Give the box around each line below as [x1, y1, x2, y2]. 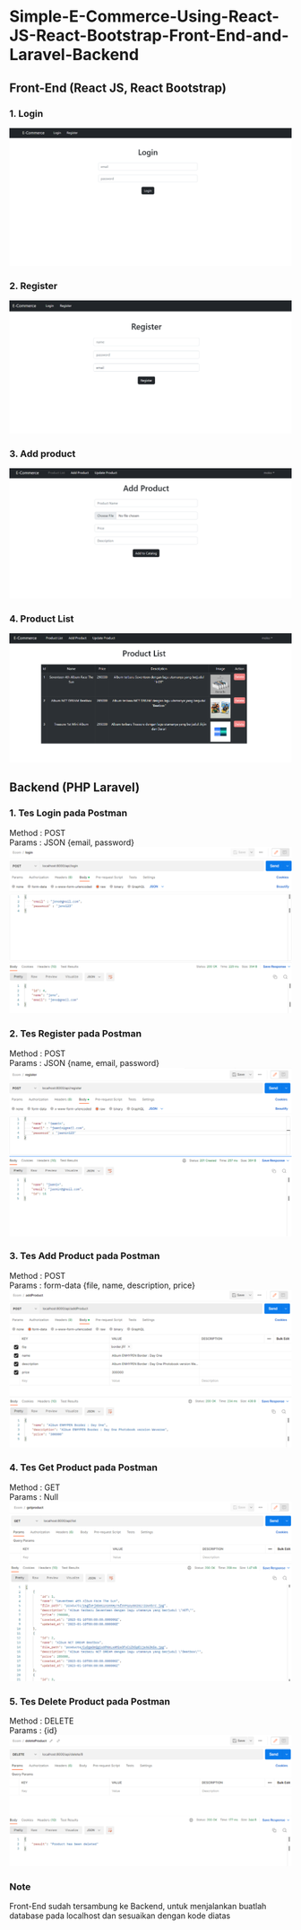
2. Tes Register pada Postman [9, 1027, 142, 1040]
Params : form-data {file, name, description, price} [9, 1280, 195, 1291]
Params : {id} [9, 1725, 58, 1736]
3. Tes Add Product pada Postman [9, 1250, 160, 1263]
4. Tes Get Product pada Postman [9, 1461, 159, 1474]
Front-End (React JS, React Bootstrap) [9, 80, 227, 95]
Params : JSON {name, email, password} [9, 1057, 159, 1068]
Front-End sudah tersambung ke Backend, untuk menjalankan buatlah [9, 1901, 267, 1912]
